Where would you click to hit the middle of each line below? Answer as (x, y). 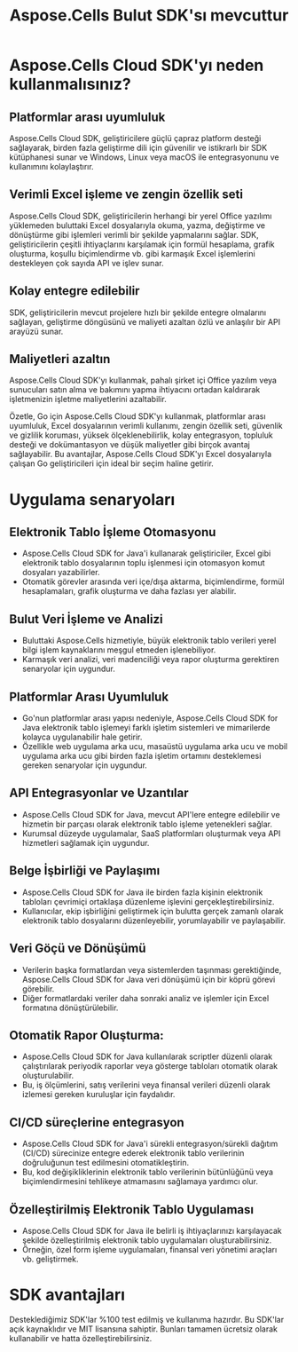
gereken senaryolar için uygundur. (85, 765)
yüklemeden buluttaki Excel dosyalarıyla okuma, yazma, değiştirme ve (137, 225)
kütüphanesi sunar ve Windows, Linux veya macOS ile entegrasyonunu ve (144, 157)
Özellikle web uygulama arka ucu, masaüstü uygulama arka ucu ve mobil (155, 747)
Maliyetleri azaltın (60, 359)
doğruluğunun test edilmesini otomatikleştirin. (106, 1163)
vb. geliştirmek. (50, 1259)
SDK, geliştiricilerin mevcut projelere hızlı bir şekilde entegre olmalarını (138, 312)
